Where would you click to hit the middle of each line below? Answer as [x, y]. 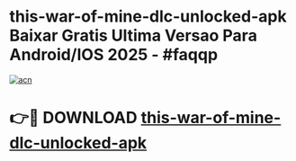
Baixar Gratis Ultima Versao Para [134, 36]
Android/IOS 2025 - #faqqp [114, 55]
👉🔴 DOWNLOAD [73, 118]
